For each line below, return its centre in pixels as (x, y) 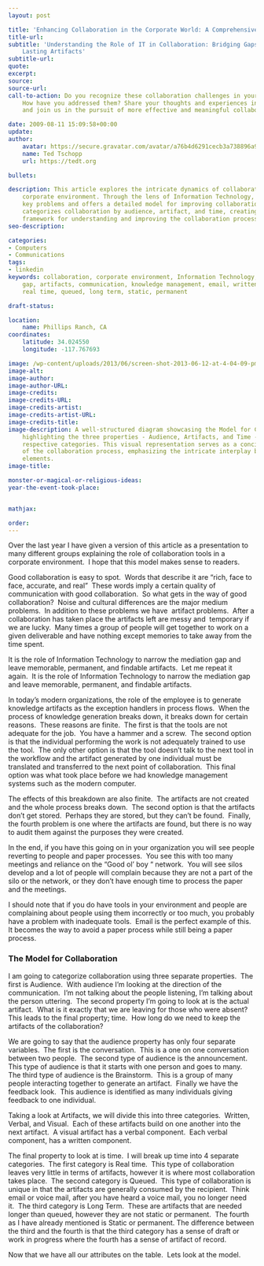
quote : (19, 67)
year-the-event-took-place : (54, 488)
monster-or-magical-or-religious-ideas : (75, 481)
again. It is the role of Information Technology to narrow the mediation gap (129, 676)
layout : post (29, 15)
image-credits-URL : (40, 400)
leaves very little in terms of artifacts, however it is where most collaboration (132, 1172)
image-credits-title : (44, 422)
